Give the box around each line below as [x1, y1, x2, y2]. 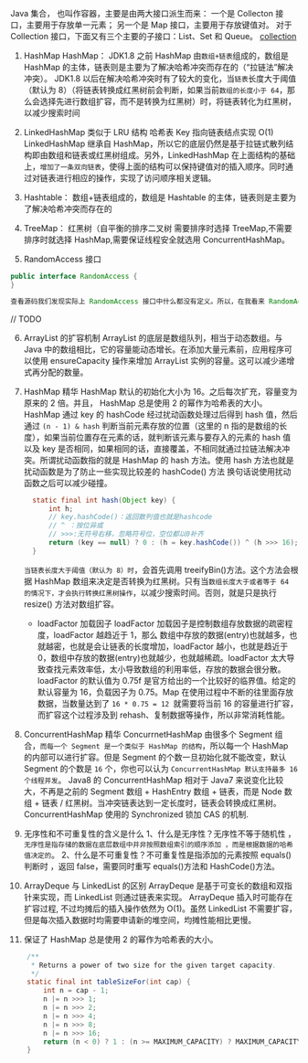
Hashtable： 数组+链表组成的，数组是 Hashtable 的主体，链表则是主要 [23, 192, 289, 203]
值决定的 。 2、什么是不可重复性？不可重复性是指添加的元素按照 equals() [23, 849, 292, 860]
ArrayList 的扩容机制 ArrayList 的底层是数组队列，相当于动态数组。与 [23, 332, 283, 343]
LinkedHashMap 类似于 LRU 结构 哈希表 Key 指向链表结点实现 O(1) [23, 127, 274, 137]
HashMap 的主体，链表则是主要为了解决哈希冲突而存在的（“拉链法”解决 [23, 62, 294, 72]
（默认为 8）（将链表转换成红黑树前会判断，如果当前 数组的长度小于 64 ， [23, 85, 288, 95]
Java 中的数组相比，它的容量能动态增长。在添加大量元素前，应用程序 [23, 344, 285, 355]
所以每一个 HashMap [209, 739, 289, 751]
